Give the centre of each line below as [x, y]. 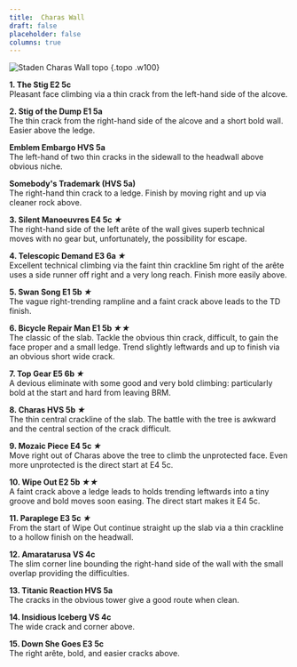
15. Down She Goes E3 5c [57, 644]
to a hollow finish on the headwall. [72, 537]
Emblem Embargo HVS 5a [58, 148]
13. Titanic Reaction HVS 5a [61, 591]
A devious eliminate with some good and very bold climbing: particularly [141, 383]
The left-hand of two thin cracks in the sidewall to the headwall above [137, 157]
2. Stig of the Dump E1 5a [56, 111]
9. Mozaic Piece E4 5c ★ [55, 446]
